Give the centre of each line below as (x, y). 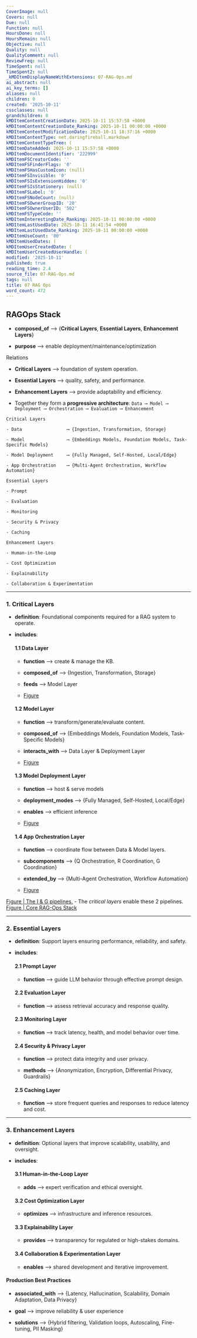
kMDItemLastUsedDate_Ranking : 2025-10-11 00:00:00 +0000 (77, 230)
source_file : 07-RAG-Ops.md (40, 274)
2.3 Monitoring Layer (41, 1019)
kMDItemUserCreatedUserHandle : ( (47, 252)
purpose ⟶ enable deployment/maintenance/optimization (85, 346)
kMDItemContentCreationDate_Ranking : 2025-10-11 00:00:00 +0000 (86, 127)
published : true (26, 263)
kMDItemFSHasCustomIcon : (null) (45, 170)
